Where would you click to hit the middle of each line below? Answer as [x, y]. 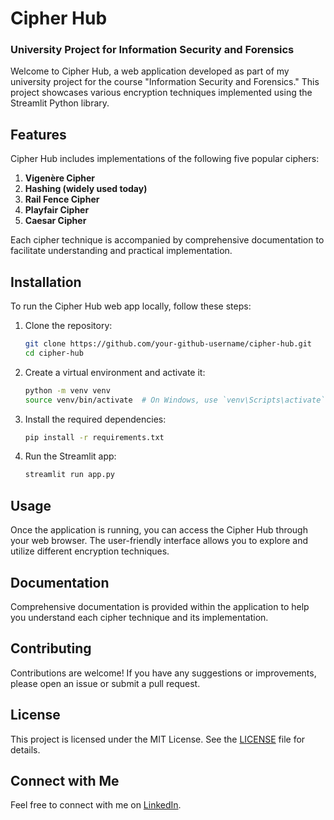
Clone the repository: [68, 326]
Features [38, 134]
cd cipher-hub [54, 353]
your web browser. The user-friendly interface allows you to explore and [159, 541]
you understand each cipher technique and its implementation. [139, 617]
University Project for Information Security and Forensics [152, 50]
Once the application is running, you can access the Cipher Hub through [159, 530]
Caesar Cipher [55, 221]
